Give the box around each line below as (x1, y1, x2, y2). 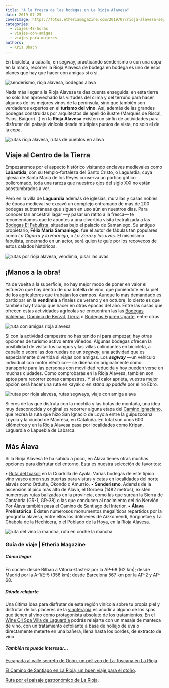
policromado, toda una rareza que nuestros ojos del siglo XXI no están (5, 180, 151, 186)
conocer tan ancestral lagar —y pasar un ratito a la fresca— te (5, 211, 134, 217)
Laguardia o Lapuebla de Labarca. (5, 427, 76, 433)
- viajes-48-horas (10, 26, 49, 31)
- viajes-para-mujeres (10, 36, 57, 41)
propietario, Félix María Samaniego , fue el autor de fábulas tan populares (5, 227, 158, 233)
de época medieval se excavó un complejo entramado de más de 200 (5, 201, 150, 207)
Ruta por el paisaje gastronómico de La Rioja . (5, 677, 99, 683)
